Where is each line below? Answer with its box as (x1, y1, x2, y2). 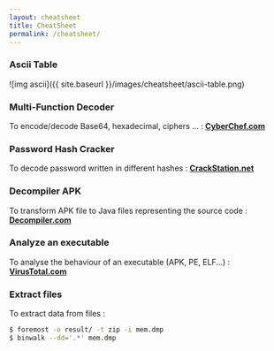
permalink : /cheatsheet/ (9, 29, 101, 38)
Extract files (9, 288, 63, 301)
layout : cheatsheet (9, 12, 81, 22)
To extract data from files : (9, 309, 106, 319)
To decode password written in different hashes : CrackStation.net (9, 163, 255, 173)
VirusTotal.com (9, 266, 67, 277)
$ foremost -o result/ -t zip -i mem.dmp (9, 325, 164, 334)
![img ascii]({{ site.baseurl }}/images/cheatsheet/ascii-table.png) (9, 79, 245, 89)
